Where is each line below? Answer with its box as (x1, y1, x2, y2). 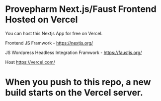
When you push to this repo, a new (5, 77, 151, 88)
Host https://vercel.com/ (5, 59, 56, 65)
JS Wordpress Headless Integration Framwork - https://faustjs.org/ (5, 50, 142, 55)
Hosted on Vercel (5, 14, 78, 25)
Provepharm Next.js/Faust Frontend (5, 3, 157, 15)
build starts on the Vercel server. (5, 87, 143, 99)
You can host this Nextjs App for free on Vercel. (5, 30, 103, 36)
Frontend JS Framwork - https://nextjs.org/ (5, 40, 93, 46)
